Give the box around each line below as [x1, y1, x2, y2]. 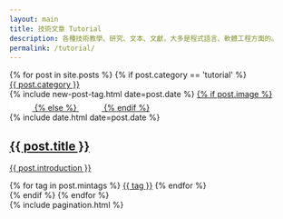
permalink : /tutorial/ [9, 44, 95, 53]
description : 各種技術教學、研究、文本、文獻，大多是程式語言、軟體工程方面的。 [9, 34, 278, 43]
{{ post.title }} [9, 138, 91, 154]
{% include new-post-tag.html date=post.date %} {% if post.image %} [9, 89, 273, 100]
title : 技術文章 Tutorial [9, 24, 102, 34]
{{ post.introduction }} [9, 163, 92, 174]
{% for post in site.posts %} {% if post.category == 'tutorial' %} [9, 69, 247, 81]
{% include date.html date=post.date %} [9, 112, 161, 123]
